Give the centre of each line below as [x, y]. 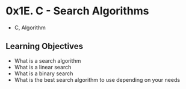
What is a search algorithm [48, 60]
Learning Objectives [45, 46]
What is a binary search [44, 73]
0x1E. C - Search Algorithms [77, 11]
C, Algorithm [30, 27]
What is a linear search [43, 67]
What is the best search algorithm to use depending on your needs [97, 79]
